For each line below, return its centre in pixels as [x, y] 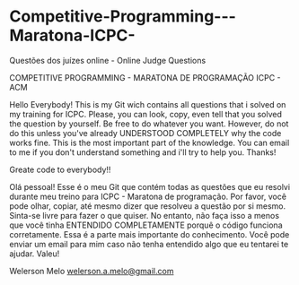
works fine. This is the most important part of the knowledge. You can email [149, 142]
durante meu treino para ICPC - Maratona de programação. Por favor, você [148, 196]
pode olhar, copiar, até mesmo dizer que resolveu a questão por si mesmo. [147, 206]
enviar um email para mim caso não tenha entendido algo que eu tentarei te [149, 244]
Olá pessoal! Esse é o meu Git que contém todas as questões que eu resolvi [149, 186]
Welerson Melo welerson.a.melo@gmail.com [92, 271]
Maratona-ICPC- [73, 35]
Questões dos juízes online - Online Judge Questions [108, 60]
